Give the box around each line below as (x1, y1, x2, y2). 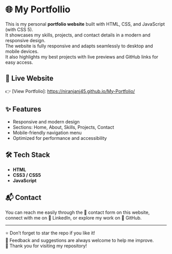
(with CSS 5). (5, 26, 33, 32)
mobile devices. (5, 48, 39, 55)
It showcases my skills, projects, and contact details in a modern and (5, 32, 151, 38)
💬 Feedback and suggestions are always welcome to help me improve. (5, 238, 154, 244)
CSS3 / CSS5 (12, 172, 41, 178)
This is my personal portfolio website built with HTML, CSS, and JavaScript (5, 21, 165, 27)
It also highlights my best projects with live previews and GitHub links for (5, 53, 159, 60)
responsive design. (5, 37, 46, 43)
